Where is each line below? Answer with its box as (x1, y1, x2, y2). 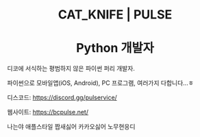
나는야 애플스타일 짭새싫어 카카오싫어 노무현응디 (7, 123, 136, 131)
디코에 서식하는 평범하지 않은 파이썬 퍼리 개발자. (7, 64, 136, 73)
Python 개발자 (76, 40, 154, 56)
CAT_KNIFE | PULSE (58, 7, 173, 23)
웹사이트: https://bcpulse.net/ (7, 108, 89, 116)
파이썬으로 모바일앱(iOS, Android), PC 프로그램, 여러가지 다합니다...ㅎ (7, 79, 194, 87)
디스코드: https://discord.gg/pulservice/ (7, 93, 118, 102)
